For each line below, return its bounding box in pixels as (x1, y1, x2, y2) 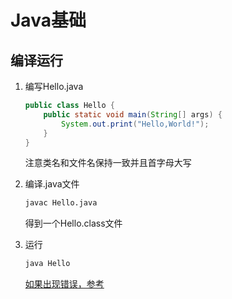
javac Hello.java (24, 198, 98, 208)
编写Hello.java (24, 81, 84, 92)
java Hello (24, 259, 71, 269)
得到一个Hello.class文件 (24, 217, 123, 230)
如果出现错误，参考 (24, 278, 105, 290)
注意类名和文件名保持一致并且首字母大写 (24, 157, 192, 169)
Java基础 (10, 9, 87, 32)
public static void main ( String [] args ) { (43, 109, 223, 120)
